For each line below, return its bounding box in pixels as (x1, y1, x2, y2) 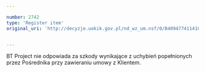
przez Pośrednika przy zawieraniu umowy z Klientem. (6, 59, 142, 67)
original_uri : (6, 25, 43, 31)
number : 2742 (6, 14, 40, 20)
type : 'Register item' (6, 19, 64, 26)
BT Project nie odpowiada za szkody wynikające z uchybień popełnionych (6, 53, 192, 60)
